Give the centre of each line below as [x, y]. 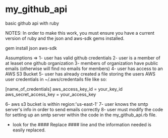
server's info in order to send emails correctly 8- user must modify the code [84, 109]
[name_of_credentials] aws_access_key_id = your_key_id [64, 89]
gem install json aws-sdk [31, 48]
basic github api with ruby [32, 23]
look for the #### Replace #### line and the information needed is [82, 124]
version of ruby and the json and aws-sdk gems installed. [65, 38]
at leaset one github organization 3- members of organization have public [82, 63]
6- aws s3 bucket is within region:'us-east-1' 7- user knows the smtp [77, 104]
